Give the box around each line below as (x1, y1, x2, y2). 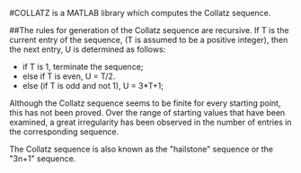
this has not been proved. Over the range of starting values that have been (9, 108, 286, 117)
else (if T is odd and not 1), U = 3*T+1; (22, 81, 164, 91)
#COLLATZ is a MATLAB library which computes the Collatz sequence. (9, 8, 271, 18)
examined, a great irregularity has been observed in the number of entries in (9, 117, 292, 127)
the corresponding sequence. (9, 126, 120, 137)
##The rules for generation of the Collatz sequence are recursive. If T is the (9, 25, 289, 35)
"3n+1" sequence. (9, 153, 76, 164)
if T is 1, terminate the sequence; (22, 62, 144, 72)
